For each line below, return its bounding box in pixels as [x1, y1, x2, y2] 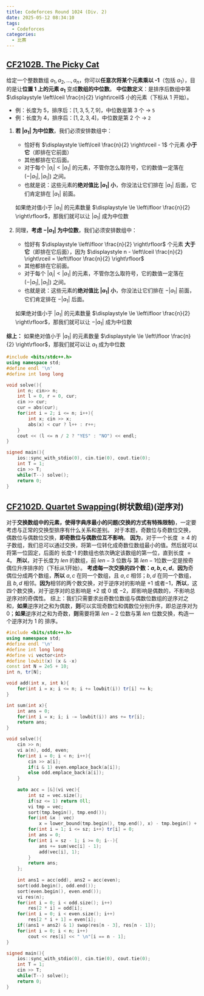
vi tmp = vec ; [28, 803, 64, 810]
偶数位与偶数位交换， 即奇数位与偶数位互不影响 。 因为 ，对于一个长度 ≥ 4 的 [6, 534, 197, 541]
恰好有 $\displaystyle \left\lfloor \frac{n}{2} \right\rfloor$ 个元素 [24, 240, 184, 248]
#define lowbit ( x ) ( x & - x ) [6, 658, 78, 664]
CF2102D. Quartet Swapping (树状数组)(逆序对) [6, 502, 184, 512]
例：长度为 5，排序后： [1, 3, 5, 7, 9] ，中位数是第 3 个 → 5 [15, 107, 155, 114]
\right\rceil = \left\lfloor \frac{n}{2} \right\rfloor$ [24, 254, 144, 262]
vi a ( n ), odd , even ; [17, 747, 69, 753]
